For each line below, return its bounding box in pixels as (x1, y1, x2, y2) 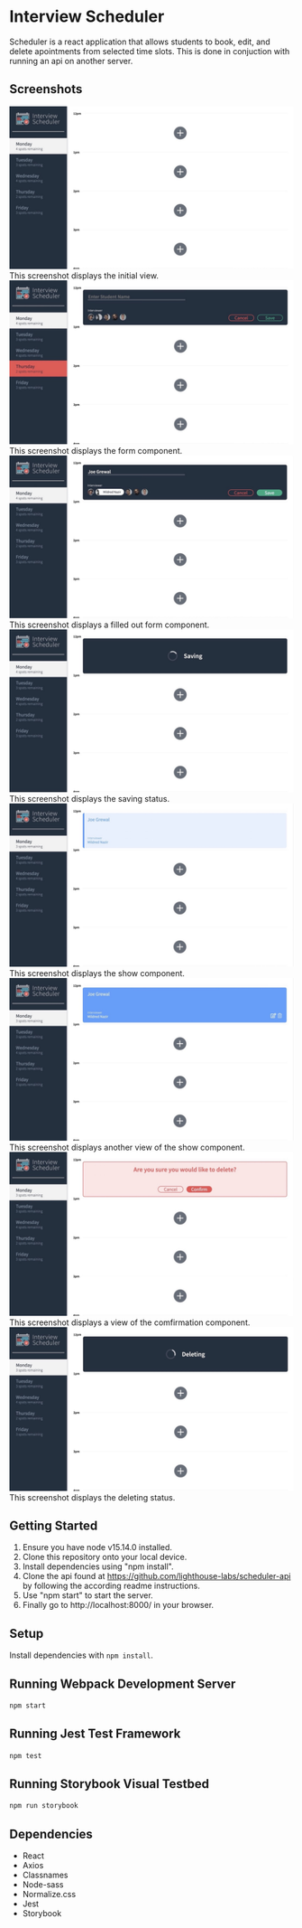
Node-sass (22, 1879, 64, 1890)
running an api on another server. (9, 55, 133, 66)
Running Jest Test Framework (9, 1726, 181, 1742)
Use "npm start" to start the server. (22, 1590, 153, 1601)
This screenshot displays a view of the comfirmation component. (9, 1317, 251, 1328)
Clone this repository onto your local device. (22, 1552, 188, 1563)
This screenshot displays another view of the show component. (9, 1142, 245, 1153)
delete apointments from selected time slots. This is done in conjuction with (9, 45, 290, 56)
